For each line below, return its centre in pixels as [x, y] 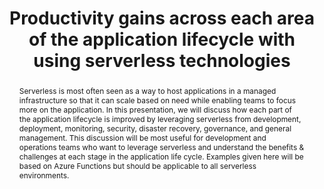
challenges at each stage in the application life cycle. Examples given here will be [161, 156]
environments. [44, 175]
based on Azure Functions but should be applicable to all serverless [137, 165]
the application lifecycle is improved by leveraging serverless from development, [160, 118]
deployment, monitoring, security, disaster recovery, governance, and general [155, 128]
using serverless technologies [162, 61]
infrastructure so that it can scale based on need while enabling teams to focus [157, 100]
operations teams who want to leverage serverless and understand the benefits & [161, 147]
